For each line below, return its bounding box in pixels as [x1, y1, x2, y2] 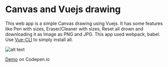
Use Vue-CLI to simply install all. [5, 37, 73, 43]
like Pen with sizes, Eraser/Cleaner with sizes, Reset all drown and [5, 25, 144, 31]
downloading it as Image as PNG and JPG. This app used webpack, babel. [5, 31, 160, 37]
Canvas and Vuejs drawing [5, 4, 121, 15]
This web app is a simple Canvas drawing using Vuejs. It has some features [5, 20, 163, 26]
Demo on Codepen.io [5, 56, 50, 62]
